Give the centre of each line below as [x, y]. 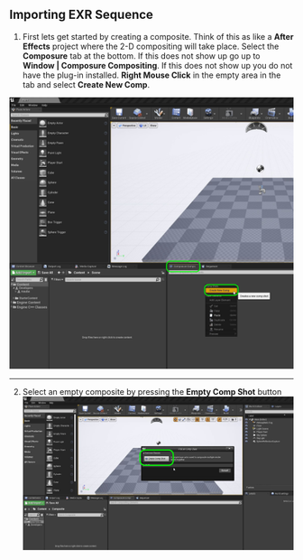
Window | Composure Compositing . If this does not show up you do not [157, 65]
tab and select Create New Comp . [86, 84]
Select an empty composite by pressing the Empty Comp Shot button [152, 392]
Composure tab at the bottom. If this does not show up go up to [141, 56]
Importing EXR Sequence [81, 15]
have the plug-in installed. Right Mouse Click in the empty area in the [151, 75]
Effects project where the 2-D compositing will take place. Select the [151, 46]
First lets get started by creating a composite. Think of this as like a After [158, 36]
